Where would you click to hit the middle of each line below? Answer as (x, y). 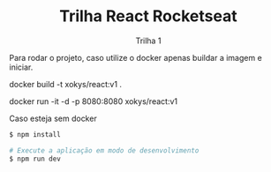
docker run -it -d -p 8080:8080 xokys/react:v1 (94, 101)
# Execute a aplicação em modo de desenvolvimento (104, 150)
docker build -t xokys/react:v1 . (65, 84)
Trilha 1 (148, 41)
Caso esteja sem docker (53, 118)
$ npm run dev (35, 159)
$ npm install (35, 134)
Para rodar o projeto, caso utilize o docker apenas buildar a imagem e (135, 57)
